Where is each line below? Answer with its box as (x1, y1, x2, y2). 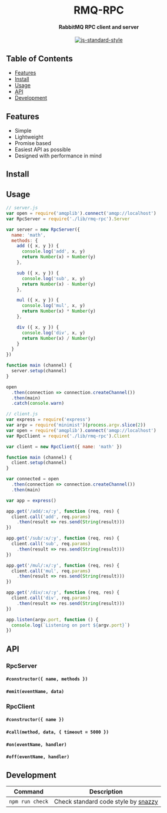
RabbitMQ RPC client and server (58, 23, 139, 30)
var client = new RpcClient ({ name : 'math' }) (6, 444, 122, 450)
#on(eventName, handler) (6, 742, 67, 748)
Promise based (14, 140, 52, 147)
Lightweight (14, 133, 44, 140)
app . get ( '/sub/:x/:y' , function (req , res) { (6, 535, 119, 542)
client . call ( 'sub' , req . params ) (11, 541, 91, 547)
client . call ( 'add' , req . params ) (11, 514, 91, 520)
